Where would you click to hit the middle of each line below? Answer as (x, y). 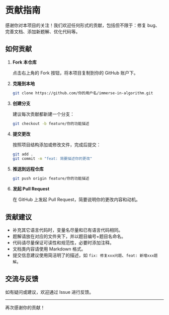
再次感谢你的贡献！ (25, 307)
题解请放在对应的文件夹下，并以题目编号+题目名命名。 (69, 236)
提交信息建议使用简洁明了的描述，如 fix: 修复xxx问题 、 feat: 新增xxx (83, 255)
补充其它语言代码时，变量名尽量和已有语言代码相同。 (68, 230)
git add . (23, 154)
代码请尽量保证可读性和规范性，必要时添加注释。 (63, 242)
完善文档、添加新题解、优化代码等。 (43, 31)
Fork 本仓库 (24, 62)
